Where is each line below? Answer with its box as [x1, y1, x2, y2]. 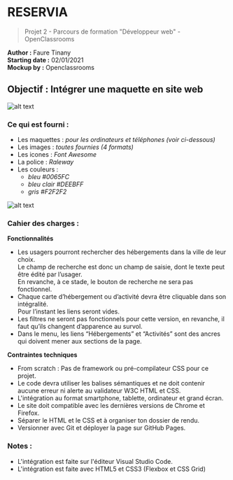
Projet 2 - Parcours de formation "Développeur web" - [24, 27, 181, 36]
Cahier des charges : [7, 218, 79, 228]
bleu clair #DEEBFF [27, 180, 84, 189]
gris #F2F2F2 [27, 188, 67, 196]
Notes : [7, 442, 33, 451]
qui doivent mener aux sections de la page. [17, 337, 142, 346]
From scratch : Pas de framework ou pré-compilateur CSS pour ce [17, 365, 209, 373]
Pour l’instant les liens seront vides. [17, 307, 120, 316]
